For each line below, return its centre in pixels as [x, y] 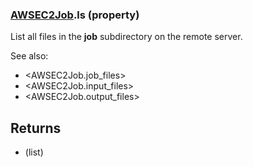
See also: [29, 56]
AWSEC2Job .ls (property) [75, 15]
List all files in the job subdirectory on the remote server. [126, 37]
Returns [36, 128]
